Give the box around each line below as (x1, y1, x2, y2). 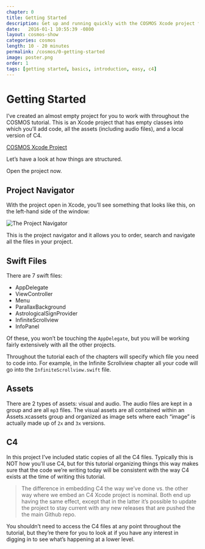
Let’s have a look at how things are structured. (6, 155, 123, 163)
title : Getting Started (6, 15, 67, 21)
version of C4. (6, 132, 42, 139)
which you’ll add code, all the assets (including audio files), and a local (6, 125, 184, 133)
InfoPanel (15, 322, 40, 330)
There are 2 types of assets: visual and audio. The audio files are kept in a (6, 400, 192, 407)
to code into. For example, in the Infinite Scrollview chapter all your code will (6, 359, 198, 367)
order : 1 (6, 60, 29, 66)
